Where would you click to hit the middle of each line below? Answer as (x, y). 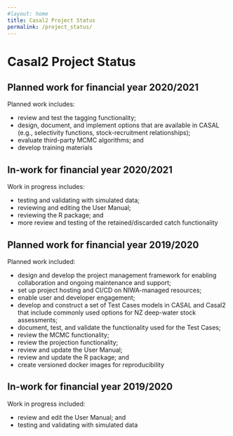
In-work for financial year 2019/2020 (90, 387)
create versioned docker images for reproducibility (91, 365)
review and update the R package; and (73, 357)
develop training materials (55, 147)
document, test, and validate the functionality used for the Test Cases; (119, 328)
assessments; (38, 320)
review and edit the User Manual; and (72, 417)
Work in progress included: (46, 404)
